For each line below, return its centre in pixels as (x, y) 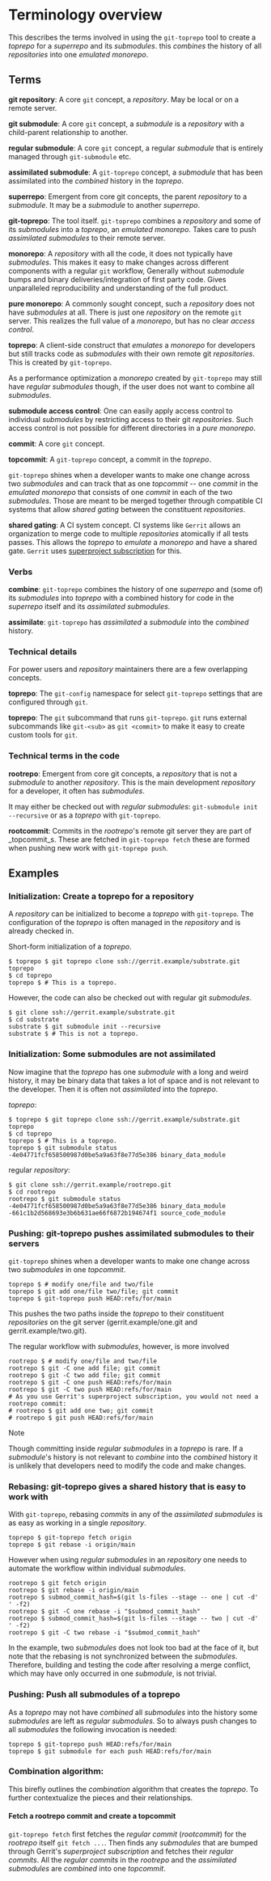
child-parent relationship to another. (68, 132)
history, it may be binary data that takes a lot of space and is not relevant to (134, 1080)
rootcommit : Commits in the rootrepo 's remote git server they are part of (130, 831)
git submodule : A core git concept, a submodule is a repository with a (127, 124)
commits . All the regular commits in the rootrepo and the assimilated (123, 1860)
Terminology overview (86, 15)
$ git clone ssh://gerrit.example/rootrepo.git (90, 1185)
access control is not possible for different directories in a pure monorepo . (132, 428)
